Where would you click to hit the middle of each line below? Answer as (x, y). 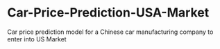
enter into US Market (37, 39)
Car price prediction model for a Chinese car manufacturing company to (110, 32)
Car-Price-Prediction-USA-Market (108, 13)
